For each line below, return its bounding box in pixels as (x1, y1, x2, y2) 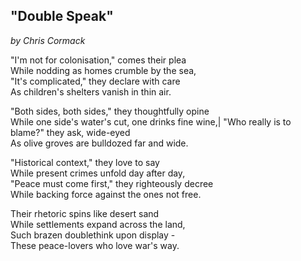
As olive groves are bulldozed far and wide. (10, 137, 189, 149)
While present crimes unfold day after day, (10, 167, 186, 179)
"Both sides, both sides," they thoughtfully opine (10, 105, 210, 117)
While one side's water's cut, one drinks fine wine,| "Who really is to (10, 115, 292, 128)
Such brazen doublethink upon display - (10, 229, 176, 241)
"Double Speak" (10, 8, 114, 25)
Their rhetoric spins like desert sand (10, 207, 160, 219)
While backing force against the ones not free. (10, 188, 202, 200)
